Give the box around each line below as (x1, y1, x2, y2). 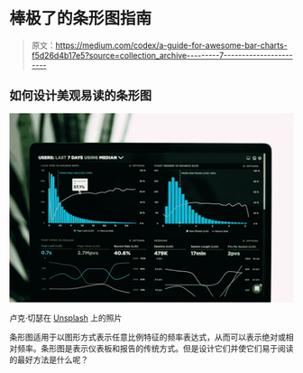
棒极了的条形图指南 (9, 8, 152, 29)
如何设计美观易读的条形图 (9, 88, 151, 104)
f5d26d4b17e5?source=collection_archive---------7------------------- (31, 50, 293, 61)
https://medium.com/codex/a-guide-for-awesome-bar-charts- (55, 40, 289, 51)
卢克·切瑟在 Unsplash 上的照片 (9, 312, 123, 323)
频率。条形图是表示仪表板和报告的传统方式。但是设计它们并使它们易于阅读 (16, 343, 294, 354)
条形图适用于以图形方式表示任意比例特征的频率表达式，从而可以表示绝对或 (9, 331, 286, 343)
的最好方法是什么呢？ (9, 354, 88, 366)
